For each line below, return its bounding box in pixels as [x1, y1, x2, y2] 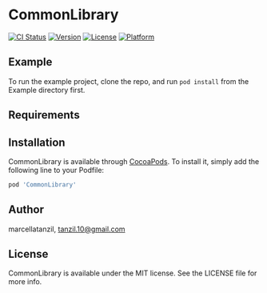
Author [8, 203, 44, 217]
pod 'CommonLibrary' [8, 180, 78, 189]
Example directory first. [8, 85, 86, 94]
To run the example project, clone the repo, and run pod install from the [8, 76, 249, 86]
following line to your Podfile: [8, 165, 105, 175]
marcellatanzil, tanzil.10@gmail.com [8, 224, 126, 234]
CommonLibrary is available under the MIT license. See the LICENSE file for [8, 268, 257, 278]
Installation [8, 135, 66, 149]
